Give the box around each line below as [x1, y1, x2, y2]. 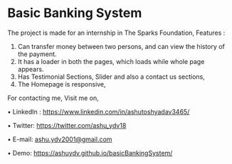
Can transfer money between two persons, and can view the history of [17, 42, 226, 50]
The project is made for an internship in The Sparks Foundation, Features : [7, 28, 226, 37]
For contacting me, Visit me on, [7, 94, 100, 102]
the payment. [17, 50, 57, 58]
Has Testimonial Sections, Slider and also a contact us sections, [17, 72, 205, 81]
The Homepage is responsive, [17, 80, 106, 88]
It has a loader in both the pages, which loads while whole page [17, 57, 205, 65]
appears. [17, 65, 44, 73]
